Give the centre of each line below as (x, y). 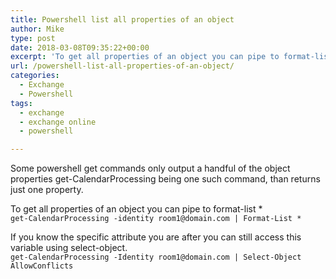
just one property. (47, 190)
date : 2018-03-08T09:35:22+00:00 (80, 47)
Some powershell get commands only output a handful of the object (150, 168)
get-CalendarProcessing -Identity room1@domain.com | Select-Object (156, 257)
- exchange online (58, 122)
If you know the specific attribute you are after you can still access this (156, 237)
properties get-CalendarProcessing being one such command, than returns (165, 179)
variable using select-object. (69, 248)
